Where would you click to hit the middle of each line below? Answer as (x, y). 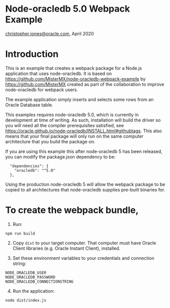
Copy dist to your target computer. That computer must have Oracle (84, 243)
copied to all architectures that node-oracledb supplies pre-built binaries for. (85, 189)
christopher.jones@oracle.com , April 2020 (49, 33)
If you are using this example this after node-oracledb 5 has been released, (84, 151)
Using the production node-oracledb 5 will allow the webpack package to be (85, 184)
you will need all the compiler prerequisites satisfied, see (65, 125)
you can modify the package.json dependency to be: (60, 157)
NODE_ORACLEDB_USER (26, 273)
